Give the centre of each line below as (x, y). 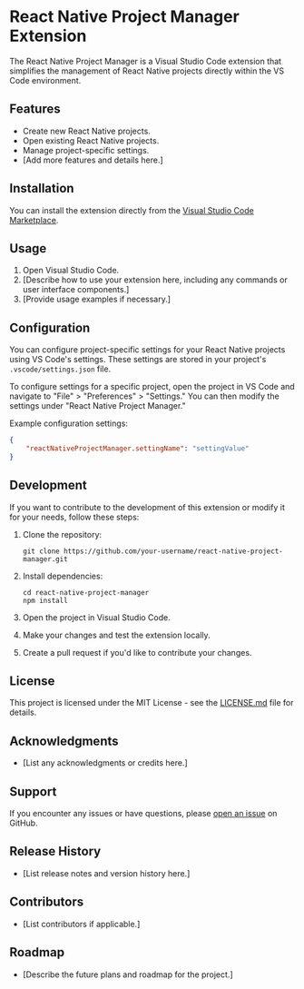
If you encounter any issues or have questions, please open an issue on (143, 814)
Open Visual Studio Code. (71, 271)
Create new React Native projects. (87, 131)
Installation (42, 188)
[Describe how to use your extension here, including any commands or (155, 280)
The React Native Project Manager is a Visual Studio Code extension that (146, 61)
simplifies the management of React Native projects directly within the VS (147, 71)
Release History (55, 851)
